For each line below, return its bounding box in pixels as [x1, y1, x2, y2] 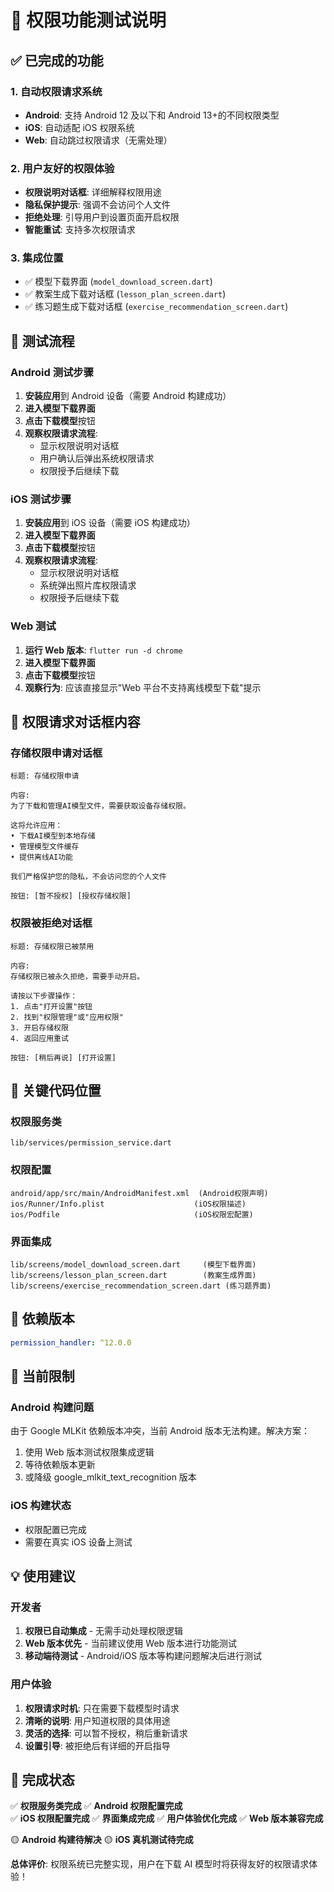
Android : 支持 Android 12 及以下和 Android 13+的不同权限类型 [24, 109, 280, 121]
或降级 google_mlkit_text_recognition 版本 [24, 1471, 197, 1483]
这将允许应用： [10, 821, 63, 831]
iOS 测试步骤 [10, 492, 72, 506]
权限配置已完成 [24, 1523, 87, 1535]
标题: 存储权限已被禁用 [10, 941, 95, 951]
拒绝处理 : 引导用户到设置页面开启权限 [24, 211, 180, 223]
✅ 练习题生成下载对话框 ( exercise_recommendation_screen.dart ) [24, 301, 289, 313]
